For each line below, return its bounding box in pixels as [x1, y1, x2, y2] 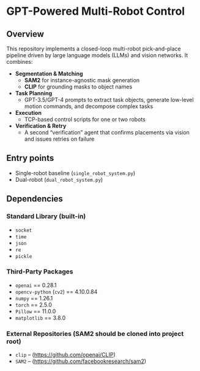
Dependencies [6, 193, 63, 204]
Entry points [6, 153, 54, 163]
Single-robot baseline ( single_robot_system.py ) [15, 169, 136, 176]
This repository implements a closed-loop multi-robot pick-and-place [6, 45, 182, 52]
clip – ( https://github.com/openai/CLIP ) [15, 351, 116, 359]
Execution [15, 109, 42, 116]
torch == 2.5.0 [15, 301, 52, 308]
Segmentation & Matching [15, 70, 84, 77]
